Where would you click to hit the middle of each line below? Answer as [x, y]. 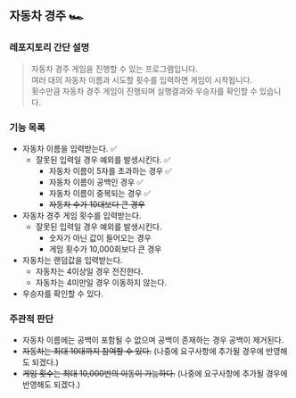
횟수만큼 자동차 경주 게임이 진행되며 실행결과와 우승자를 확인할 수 [144, 91]
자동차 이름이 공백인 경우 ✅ [96, 182]
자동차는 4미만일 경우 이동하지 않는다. [101, 282]
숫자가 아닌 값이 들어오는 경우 [100, 237]
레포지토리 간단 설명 [49, 47]
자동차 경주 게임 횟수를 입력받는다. [82, 215]
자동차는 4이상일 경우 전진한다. [89, 271]
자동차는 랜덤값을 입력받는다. [72, 260]
